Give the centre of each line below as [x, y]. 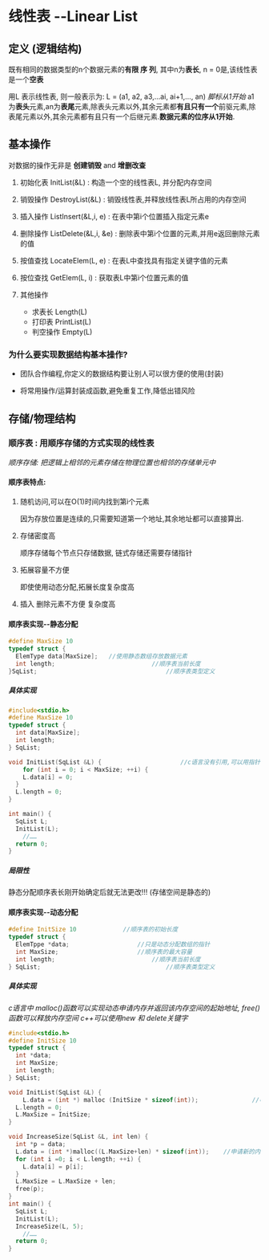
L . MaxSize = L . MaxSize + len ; [66, 1181]
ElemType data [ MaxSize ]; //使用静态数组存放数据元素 [102, 656]
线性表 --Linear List [73, 16]
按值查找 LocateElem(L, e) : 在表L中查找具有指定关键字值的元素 [124, 260]
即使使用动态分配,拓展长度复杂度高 [77, 587]
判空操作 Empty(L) [62, 332]
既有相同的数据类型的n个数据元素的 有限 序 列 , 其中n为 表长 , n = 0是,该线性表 [133, 69]
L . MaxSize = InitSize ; [53, 1115]
